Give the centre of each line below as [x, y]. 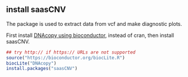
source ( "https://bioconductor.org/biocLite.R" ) [66, 58]
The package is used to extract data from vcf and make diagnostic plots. [94, 24]
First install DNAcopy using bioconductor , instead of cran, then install [90, 35]
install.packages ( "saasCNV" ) [42, 69]
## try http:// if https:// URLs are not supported [71, 52]
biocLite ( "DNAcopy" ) [32, 63]
